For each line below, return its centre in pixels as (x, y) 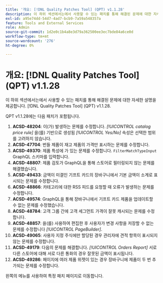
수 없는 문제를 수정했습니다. (38, 205)
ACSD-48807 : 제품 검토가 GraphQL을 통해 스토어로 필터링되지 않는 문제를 (83, 163)
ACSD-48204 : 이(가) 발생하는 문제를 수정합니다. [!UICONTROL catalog (81, 126)
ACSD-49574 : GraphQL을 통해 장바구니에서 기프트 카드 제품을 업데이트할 (83, 199)
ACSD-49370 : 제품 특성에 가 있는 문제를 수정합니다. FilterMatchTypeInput (84, 150)
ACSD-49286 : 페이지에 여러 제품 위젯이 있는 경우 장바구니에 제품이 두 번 (82, 259)
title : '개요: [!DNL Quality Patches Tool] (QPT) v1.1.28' (65, 9)
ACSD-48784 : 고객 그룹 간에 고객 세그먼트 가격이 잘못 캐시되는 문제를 (79, 211)
